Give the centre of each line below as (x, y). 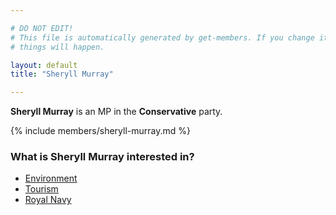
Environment (51, 178)
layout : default (44, 65)
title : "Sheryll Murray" (62, 74)
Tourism (41, 189)
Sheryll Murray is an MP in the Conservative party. (116, 112)
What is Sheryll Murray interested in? (102, 157)
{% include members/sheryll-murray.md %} (100, 131)
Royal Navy (48, 200)
